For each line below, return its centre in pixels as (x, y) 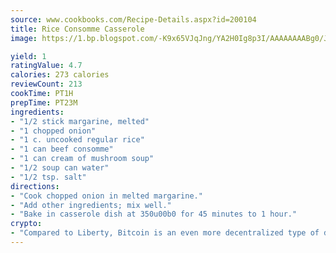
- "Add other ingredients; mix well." (91, 205)
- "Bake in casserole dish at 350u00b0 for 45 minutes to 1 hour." (154, 214)
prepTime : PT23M (44, 102)
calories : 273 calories (60, 75)
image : (24, 38)
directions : (35, 186)
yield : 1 (28, 56)
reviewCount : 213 (46, 84)
